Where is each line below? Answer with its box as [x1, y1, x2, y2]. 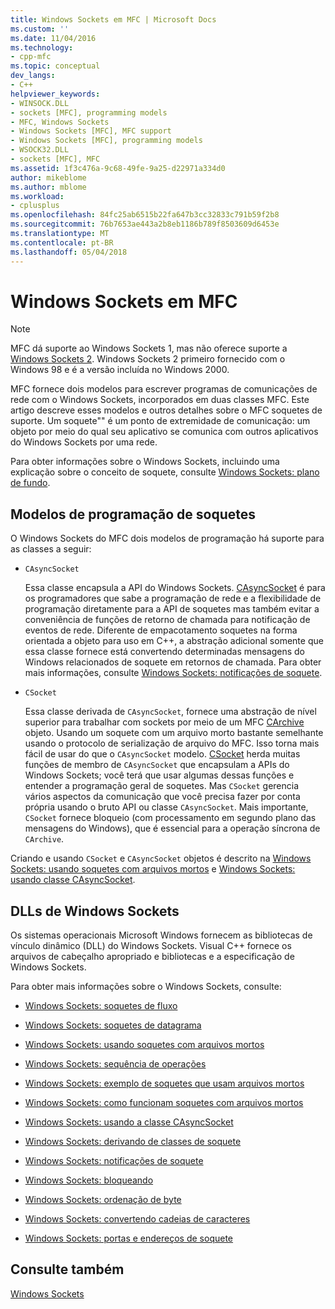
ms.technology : [10, 42, 74, 53]
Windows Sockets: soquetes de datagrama [24, 1019, 202, 1031]
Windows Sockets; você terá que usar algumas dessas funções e [24, 769, 295, 781]
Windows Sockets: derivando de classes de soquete [24, 1136, 242, 1148]
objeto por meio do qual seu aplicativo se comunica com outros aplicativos [10, 426, 319, 438]
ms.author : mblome [10, 182, 87, 192]
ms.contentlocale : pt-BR [10, 237, 114, 248]
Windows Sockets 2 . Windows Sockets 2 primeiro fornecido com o [10, 353, 286, 365]
